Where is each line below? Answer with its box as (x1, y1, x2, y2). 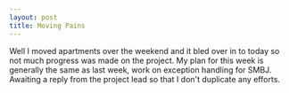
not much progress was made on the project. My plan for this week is (9, 55, 264, 66)
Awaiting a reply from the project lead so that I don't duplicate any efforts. (9, 74, 281, 84)
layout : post (9, 12, 58, 22)
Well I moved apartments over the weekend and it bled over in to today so (9, 45, 280, 56)
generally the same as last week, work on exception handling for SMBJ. (9, 64, 272, 75)
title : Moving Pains (9, 21, 87, 30)
